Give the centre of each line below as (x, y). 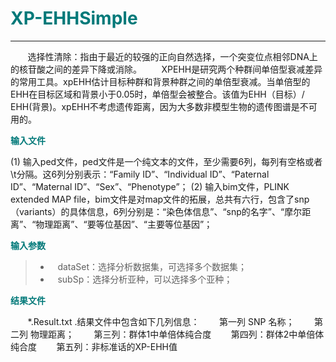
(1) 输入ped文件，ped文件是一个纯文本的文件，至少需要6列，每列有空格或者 (166, 161)
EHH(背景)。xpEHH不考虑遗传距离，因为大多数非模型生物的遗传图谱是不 (159, 106)
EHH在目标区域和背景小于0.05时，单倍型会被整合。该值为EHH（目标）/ (157, 94)
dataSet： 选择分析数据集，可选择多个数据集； (152, 266)
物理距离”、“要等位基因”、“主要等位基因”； (124, 224)
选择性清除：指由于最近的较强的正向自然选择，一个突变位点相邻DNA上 (172, 56)
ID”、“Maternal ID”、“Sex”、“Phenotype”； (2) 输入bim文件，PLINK (150, 186)
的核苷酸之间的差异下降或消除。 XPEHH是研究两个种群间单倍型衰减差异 (166, 69)
